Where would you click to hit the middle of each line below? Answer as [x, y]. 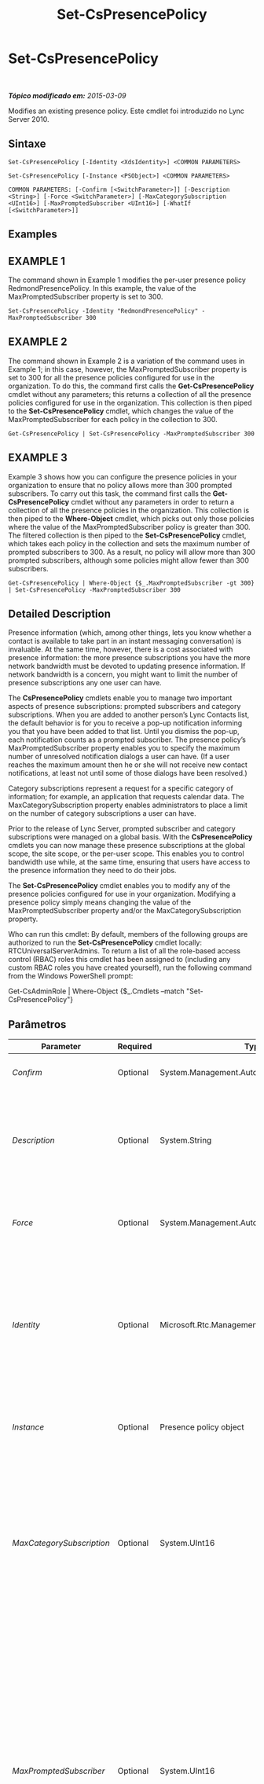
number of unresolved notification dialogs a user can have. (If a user [119, 757]
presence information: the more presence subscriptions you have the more [129, 658]
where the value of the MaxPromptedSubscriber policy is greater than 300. [129, 527]
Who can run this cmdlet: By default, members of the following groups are [128, 934]
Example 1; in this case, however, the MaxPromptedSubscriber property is [128, 369]
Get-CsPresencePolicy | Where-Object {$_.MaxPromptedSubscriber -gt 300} [132, 583]
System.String [186, 1140]
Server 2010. [29, 119]
